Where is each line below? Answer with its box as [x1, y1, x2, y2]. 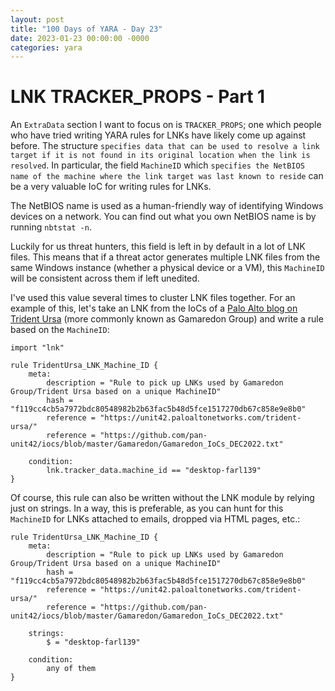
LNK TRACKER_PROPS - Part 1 [10, 86, 266, 108]
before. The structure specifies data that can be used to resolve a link [10, 140, 320, 152]
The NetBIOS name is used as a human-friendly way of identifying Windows [10, 200, 324, 212]
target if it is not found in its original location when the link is [10, 151, 311, 161]
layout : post [10, 14, 65, 25]
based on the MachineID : [10, 324, 110, 336]
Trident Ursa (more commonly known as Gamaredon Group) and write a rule [10, 313, 324, 325]
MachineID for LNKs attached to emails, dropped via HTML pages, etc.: [10, 513, 301, 525]
